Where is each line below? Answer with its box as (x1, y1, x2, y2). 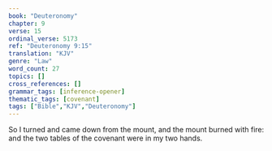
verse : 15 (8, 27, 42, 35)
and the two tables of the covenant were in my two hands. (8, 133, 203, 143)
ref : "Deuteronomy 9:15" (8, 42, 93, 50)
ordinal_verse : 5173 (8, 34, 79, 43)
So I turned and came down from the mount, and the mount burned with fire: (8, 125, 265, 135)
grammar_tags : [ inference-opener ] (8, 87, 126, 96)
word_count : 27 (8, 65, 60, 73)
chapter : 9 (8, 19, 45, 28)
